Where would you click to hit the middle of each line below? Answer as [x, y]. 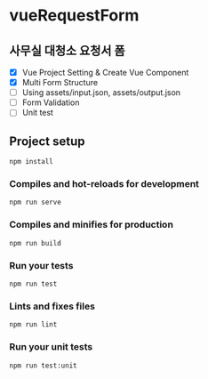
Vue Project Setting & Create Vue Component [105, 73]
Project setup [48, 141]
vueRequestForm [74, 16]
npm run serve [36, 202]
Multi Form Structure [60, 83]
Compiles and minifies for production [91, 225]
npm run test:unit [43, 366]
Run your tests [41, 265]
